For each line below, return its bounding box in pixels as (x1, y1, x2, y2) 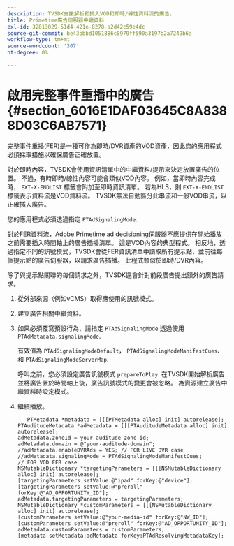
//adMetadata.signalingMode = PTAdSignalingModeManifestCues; (17, 452, 203, 459)
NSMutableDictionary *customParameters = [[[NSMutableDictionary (17, 501, 212, 508)
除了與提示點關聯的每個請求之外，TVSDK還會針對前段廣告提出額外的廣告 (7, 270, 218, 279)
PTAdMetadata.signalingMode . (17, 332, 101, 340)
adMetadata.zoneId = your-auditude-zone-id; (17, 434, 149, 441)
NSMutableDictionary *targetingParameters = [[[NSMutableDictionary (17, 465, 221, 472)
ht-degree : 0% (7, 50, 49, 57)
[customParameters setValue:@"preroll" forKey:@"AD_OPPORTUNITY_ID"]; (17, 519, 228, 527)
